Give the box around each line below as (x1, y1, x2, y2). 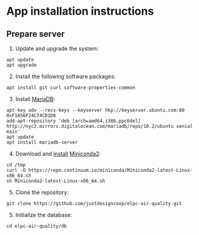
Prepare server (6, 29, 65, 39)
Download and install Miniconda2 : (15, 150, 101, 157)
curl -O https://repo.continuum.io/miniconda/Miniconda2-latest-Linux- (6, 167, 193, 173)
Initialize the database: (15, 211, 72, 218)
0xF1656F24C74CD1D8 (6, 113, 56, 119)
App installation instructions (6, 4, 154, 18)
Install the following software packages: (15, 73, 116, 80)
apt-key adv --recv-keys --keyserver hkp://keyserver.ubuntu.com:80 (6, 107, 185, 113)
